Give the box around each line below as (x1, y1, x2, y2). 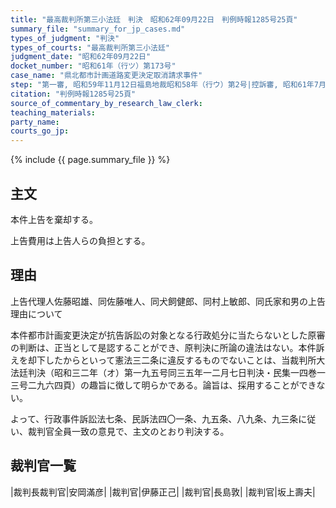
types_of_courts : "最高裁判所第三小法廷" (10, 42, 170, 53)
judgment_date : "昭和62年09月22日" (10, 52, 152, 62)
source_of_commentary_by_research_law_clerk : (10, 98, 203, 108)
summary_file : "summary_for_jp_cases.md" (10, 24, 186, 34)
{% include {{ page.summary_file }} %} (10, 154, 171, 166)
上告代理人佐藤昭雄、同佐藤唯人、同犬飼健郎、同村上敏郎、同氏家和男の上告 (10, 295, 326, 307)
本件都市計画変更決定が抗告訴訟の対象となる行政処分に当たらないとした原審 (10, 329, 326, 341)
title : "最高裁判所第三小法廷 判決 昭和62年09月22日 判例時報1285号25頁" (10, 14, 298, 25)
